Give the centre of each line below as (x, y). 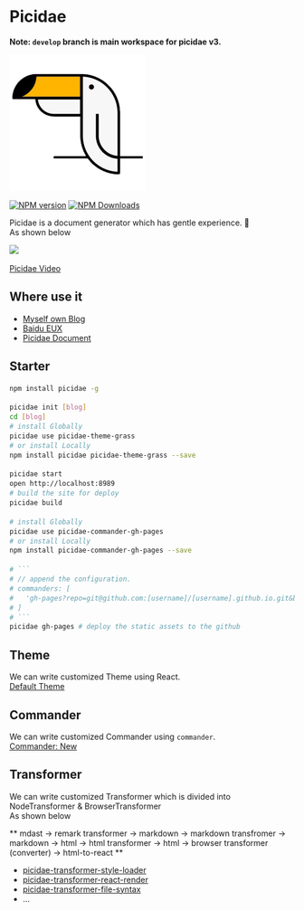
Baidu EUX (43, 328)
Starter (30, 367)
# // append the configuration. (70, 579)
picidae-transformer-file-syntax (82, 889)
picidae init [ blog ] (48, 408)
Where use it (46, 297)
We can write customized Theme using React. (95, 677)
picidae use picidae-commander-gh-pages (87, 531)
